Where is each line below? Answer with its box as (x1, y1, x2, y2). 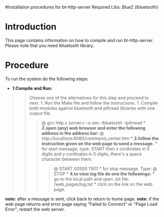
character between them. (41, 156, 93, 162)
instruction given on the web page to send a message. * (41, 140, 158, 146)
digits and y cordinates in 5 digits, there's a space (41, 151, 142, 157)
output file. (29, 110, 51, 116)
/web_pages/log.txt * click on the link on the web (53, 181, 153, 187)
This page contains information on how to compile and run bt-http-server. (5, 37, 154, 43)
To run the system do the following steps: (5, 76, 89, 82)
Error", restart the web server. (5, 206, 65, 212)
